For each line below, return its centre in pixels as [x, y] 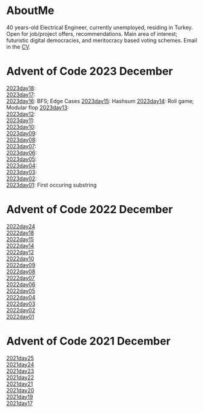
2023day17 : [21, 94]
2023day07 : [21, 146]
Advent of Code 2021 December [88, 341]
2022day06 [21, 284]
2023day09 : [22, 133]
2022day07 [21, 278]
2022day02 [21, 310]
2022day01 [20, 316]
